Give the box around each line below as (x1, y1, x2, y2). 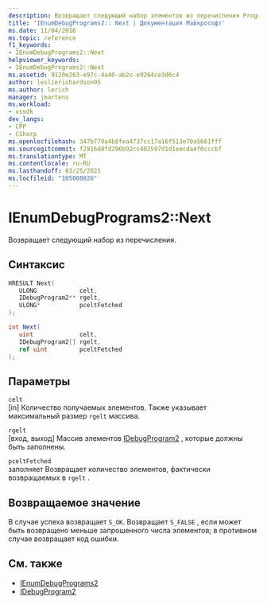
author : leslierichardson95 (8, 78, 102, 86)
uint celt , (18, 330, 98, 338)
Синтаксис (8, 258, 65, 271)
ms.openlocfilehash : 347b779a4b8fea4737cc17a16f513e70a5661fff (8, 137, 222, 146)
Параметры (8, 375, 71, 388)
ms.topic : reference (8, 33, 77, 42)
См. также (8, 557, 64, 571)
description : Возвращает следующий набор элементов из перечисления (8, 11, 240, 20)
